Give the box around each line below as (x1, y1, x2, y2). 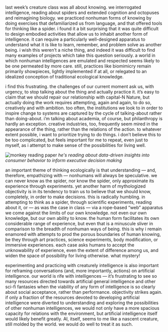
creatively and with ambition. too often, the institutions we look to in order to (5, 105, 163, 111)
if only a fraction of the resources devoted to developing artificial (5, 294, 140, 300)
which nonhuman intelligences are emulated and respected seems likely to (5, 58, 160, 63)
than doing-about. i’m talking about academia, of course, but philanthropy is (5, 116, 162, 121)
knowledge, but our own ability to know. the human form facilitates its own (5, 215, 159, 221)
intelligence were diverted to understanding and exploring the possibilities (5, 300, 159, 306)
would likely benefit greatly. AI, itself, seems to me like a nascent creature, (5, 316, 159, 321)
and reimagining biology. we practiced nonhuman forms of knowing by (5, 15, 152, 21)
